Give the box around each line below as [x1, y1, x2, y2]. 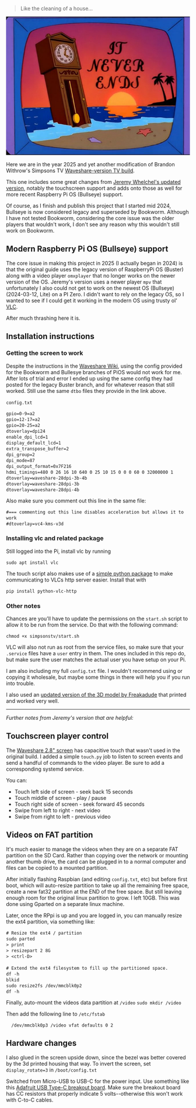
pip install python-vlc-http [6, 588, 77, 594]
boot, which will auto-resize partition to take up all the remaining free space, [6, 881, 190, 889]
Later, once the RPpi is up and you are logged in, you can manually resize [6, 912, 183, 919]
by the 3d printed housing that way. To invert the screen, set [6, 1060, 151, 1067]
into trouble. [6, 680, 35, 687]
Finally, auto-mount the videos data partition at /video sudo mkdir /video [6, 998, 182, 1006]
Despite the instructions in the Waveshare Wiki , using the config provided [6, 363, 183, 370]
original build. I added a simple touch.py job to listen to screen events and [6, 753, 183, 760]
